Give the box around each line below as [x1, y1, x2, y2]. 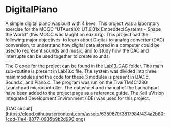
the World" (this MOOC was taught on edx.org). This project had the [5, 31, 149, 37]
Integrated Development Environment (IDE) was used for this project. [5, 95, 150, 101]
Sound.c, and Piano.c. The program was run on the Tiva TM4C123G [5, 79, 148, 85]
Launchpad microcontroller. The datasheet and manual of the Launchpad [5, 84, 159, 90]
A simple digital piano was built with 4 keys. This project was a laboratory [5, 20, 160, 27]
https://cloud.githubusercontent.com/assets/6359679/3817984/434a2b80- [7, 111, 166, 117]
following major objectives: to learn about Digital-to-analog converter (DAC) [5, 37, 165, 43]
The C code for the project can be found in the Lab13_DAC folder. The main [5, 63, 163, 69]
